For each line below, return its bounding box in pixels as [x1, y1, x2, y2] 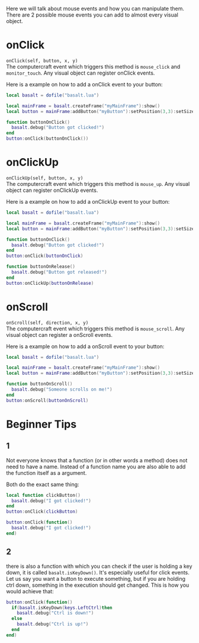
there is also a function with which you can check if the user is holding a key [6, 562, 192, 570]
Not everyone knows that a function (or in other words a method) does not [6, 456, 188, 464]
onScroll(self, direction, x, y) [6, 320, 89, 326]
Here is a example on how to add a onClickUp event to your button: [6, 198, 170, 205]
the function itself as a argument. [6, 469, 87, 476]
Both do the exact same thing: [6, 481, 79, 488]
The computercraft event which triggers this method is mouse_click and [6, 63, 181, 70]
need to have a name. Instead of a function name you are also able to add [6, 463, 186, 470]
